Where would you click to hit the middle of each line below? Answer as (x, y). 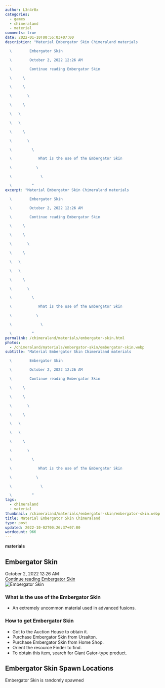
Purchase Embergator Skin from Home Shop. (58, 642)
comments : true (21, 33)
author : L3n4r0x (22, 10)
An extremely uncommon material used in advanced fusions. (74, 608)
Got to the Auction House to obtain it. (50, 631)
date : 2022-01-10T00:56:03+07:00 (40, 38)
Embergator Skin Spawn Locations (59, 668)
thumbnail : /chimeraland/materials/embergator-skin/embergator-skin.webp (83, 514)
